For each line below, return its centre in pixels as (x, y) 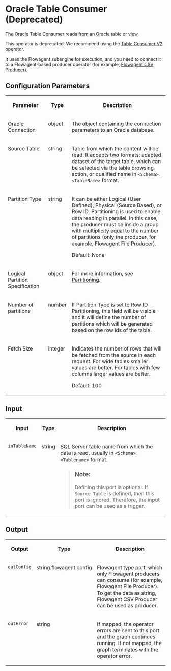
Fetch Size (20, 348)
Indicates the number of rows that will (117, 348)
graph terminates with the (128, 650)
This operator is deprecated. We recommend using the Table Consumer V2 (84, 43)
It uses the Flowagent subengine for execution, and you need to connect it (83, 59)
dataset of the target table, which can (116, 161)
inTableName (22, 446)
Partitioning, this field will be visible (114, 311)
